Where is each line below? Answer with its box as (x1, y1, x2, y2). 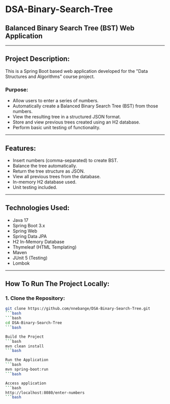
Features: (5, 144, 36, 152)
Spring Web (12, 228, 37, 234)
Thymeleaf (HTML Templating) (12, 244, 77, 250)
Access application (5, 381, 47, 386)
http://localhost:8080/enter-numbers (5, 390, 85, 395)
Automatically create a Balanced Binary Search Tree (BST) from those (12, 103, 158, 109)
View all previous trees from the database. (12, 173, 101, 179)
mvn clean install (5, 343, 44, 349)
